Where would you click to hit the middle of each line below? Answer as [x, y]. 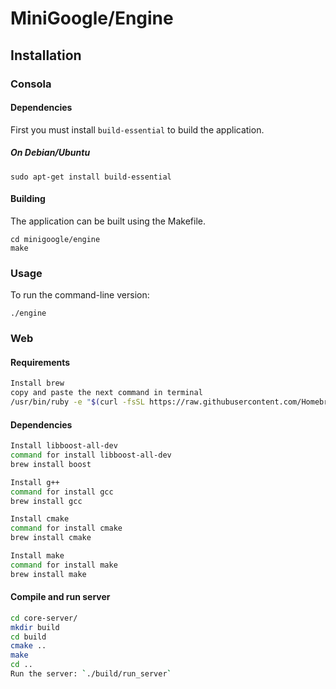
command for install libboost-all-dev [91, 455]
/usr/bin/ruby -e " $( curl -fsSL [77, 402]
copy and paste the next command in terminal [106, 393]
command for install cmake [66, 528]
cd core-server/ [44, 618]
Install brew [37, 383]
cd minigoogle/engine [55, 239]
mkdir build [35, 627]
